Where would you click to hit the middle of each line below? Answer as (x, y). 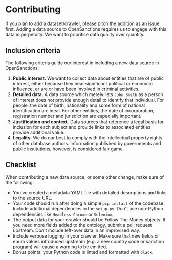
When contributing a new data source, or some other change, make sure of (85, 177)
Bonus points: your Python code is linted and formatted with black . (83, 252)
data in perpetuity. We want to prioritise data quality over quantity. (75, 34)
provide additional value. (39, 132)
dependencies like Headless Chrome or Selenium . (63, 214)
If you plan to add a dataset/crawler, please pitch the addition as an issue (82, 23)
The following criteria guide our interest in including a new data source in (82, 63)
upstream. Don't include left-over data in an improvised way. (77, 230)
